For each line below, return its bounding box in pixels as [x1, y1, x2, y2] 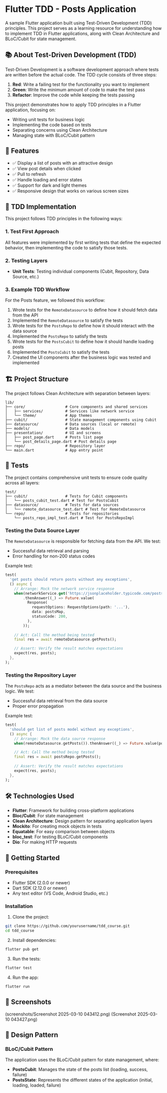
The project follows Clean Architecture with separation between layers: [5, 390, 151, 396]
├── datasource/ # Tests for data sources [5, 502, 119, 507]
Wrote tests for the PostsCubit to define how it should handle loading [12, 339, 154, 345]
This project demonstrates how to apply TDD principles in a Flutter [5, 101, 142, 107]
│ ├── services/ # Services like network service [5, 409, 135, 414]
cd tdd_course [5, 928, 35, 934]
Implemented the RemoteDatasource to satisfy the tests [12, 317, 123, 323]
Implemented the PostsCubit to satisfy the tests [12, 349, 110, 355]
